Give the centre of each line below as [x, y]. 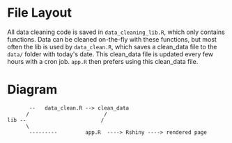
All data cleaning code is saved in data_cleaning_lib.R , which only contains [116, 32]
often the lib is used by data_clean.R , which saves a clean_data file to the [112, 47]
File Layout [39, 13]
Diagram [32, 90]
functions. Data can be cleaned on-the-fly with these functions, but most [112, 39]
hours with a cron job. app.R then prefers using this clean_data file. [103, 61]
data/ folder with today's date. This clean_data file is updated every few [110, 54]
